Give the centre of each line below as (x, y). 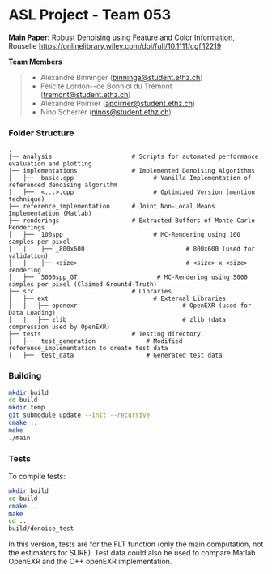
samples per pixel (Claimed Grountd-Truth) (83, 285)
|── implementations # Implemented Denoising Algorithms (132, 171)
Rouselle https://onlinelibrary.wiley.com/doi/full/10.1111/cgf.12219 (115, 45)
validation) (28, 256)
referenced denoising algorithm (63, 185)
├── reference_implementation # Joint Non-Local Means (112, 207)
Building (25, 376)
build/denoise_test (41, 529)
